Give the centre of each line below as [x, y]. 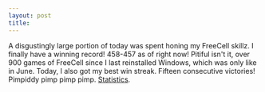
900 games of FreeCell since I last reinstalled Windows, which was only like [132, 62]
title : [19, 23]
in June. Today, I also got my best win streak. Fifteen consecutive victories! [132, 71]
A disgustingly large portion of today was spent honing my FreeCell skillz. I [131, 45]
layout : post [30, 15]
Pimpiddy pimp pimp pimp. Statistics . [69, 79]
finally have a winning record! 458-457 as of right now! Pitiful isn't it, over [129, 54]
